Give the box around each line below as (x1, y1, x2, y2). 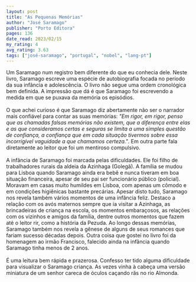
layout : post (6, 8, 38, 15)
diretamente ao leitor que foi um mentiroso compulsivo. (6, 144, 141, 151)
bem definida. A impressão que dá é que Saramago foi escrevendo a (6, 87, 173, 94)
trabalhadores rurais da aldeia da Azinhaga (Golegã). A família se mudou (6, 163, 183, 170)
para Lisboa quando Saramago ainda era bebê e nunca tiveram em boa (6, 169, 179, 176)
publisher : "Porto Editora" (6, 25, 76, 31)
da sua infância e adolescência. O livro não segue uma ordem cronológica (6, 81, 187, 88)
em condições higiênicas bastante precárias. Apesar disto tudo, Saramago (6, 188, 188, 195)
